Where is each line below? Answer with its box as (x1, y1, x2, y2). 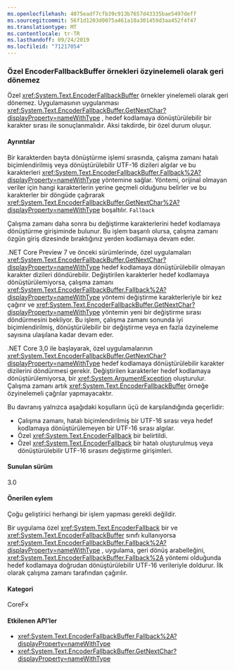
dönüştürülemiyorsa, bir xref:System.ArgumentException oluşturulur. (7, 374, 206, 382)
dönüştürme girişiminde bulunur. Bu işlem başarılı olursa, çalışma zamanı (7, 226, 218, 235)
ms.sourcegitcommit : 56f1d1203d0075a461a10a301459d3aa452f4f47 (7, 17, 197, 24)
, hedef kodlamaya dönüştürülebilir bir (101, 114, 212, 122)
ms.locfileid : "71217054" (7, 43, 83, 50)
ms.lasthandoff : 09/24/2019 (7, 37, 90, 44)
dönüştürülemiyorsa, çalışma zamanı (7, 278, 114, 286)
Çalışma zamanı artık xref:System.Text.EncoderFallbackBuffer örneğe (7, 382, 209, 390)
